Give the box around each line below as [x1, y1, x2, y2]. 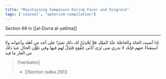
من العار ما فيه [5, 50, 32, 55]
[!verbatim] [17, 59, 41, 65]
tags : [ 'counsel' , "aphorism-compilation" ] [5, 12, 96, 17]
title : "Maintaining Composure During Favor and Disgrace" [5, 7, 129, 12]
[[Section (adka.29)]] [24, 69, 68, 75]
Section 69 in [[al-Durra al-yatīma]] [5, 25, 77, 31]
